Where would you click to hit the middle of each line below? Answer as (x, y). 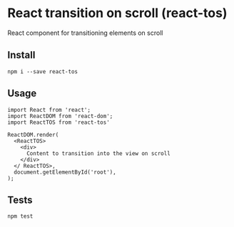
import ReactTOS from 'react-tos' (59, 122)
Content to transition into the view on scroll (98, 153)
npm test (20, 216)
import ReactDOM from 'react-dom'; (60, 116)
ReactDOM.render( (33, 134)
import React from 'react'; (49, 110)
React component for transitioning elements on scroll (85, 33)
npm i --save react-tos (43, 72)
